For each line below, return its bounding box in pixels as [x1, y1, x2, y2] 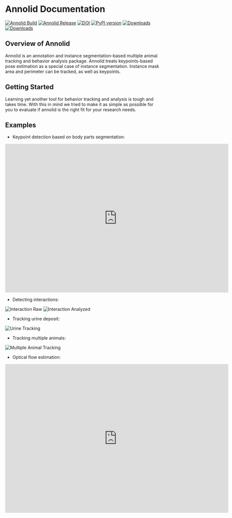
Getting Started [5, 83, 54, 91]
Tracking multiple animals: [12, 335, 66, 341]
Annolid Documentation [5, 3, 106, 15]
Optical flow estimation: [12, 354, 61, 360]
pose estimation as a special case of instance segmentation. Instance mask [5, 63, 160, 69]
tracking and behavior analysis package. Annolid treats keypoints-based [5, 58, 153, 64]
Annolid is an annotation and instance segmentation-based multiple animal [5, 53, 158, 58]
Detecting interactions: [12, 296, 59, 303]
